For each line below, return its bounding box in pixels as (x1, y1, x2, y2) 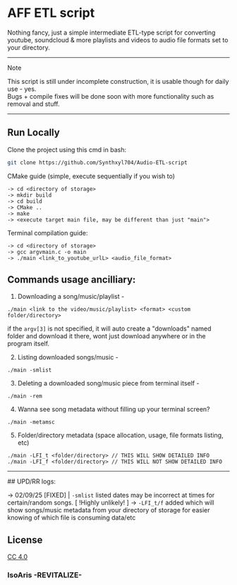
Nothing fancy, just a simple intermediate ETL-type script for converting (7, 28, 216, 37)
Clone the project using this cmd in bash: (7, 145, 127, 154)
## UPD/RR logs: (7, 477, 56, 486)
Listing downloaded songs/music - (17, 353, 119, 362)
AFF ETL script (7, 5, 95, 21)
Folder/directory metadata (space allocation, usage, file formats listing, (17, 431, 224, 440)
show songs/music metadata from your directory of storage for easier (7, 506, 210, 515)
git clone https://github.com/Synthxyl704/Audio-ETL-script (7, 159, 188, 166)
